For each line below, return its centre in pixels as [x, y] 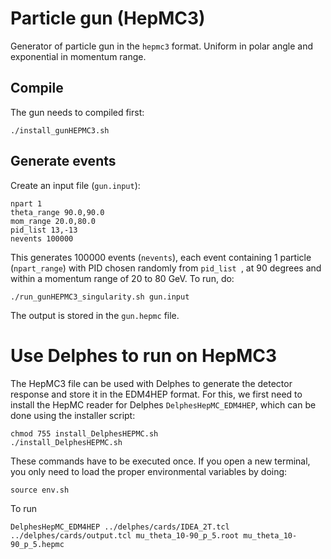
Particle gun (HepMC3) [108, 18]
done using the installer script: [73, 415]
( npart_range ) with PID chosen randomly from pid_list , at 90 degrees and [166, 268]
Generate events [63, 161]
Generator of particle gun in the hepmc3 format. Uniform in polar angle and [161, 46]
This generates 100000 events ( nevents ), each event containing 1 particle [161, 257]
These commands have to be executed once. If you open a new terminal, [160, 461]
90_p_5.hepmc [37, 544]
